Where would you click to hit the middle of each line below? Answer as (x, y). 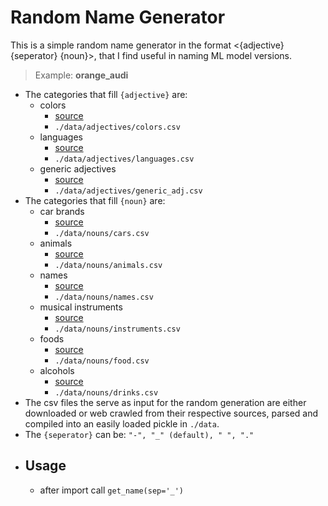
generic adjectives (78, 168)
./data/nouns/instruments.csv (117, 329)
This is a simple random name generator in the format (121, 45)
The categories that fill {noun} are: (95, 200)
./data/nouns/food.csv (102, 361)
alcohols (57, 370)
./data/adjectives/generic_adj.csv (128, 191)
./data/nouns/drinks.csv (106, 392)
